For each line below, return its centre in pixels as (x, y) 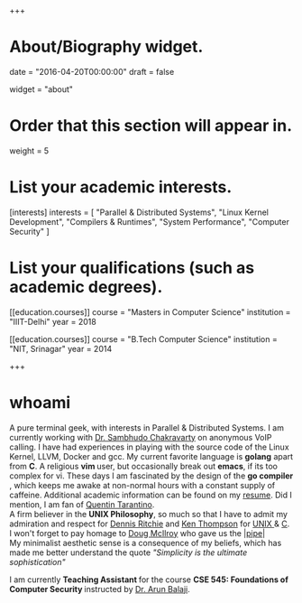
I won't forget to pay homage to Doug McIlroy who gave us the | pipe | (137, 533)
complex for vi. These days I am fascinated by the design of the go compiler (151, 476)
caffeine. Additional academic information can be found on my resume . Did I (151, 495)
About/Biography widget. (106, 47)
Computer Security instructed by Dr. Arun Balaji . (100, 589)
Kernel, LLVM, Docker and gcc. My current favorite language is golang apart (151, 456)
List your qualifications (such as (132, 268)
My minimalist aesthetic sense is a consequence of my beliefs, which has (146, 543)
